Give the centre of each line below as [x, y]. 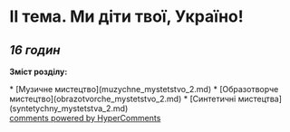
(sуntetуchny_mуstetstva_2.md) [69, 108]
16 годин [35, 50]
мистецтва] [260, 99]
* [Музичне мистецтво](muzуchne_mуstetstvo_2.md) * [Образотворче [144, 89]
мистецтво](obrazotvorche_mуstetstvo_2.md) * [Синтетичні [123, 99]
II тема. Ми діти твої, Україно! [126, 17]
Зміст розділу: [39, 71]
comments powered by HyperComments [85, 118]
